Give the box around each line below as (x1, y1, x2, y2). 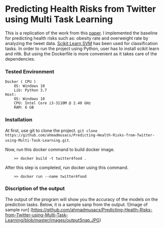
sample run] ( (5, 206, 32, 212)
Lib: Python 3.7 (14, 88, 48, 93)
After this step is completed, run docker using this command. (5, 164, 129, 170)
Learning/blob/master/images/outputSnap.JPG (5, 217, 100, 223)
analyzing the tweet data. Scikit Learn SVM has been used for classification (5, 40, 158, 46)
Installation (5, 116, 33, 123)
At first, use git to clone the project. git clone (5, 127, 98, 133)
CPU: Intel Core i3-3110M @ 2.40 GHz (14, 101, 91, 106)
